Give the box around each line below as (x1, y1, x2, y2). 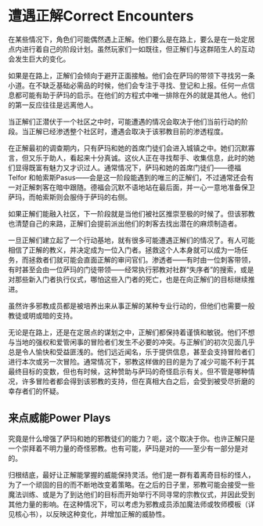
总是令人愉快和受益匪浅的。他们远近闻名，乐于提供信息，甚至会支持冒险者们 (8, 346, 255, 357)
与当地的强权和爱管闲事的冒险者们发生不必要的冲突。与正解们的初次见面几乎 (8, 337, 255, 346)
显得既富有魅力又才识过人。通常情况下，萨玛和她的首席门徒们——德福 (14, 162, 241, 172)
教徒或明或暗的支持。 (8, 310, 77, 320)
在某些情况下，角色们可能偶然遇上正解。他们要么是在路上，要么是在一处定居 (8, 34, 255, 44)
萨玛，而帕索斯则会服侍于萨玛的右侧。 (8, 192, 131, 201)
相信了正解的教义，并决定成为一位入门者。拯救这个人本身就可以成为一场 (8, 245, 241, 255)
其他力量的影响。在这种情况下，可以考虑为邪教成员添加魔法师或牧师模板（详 (8, 499, 255, 509)
